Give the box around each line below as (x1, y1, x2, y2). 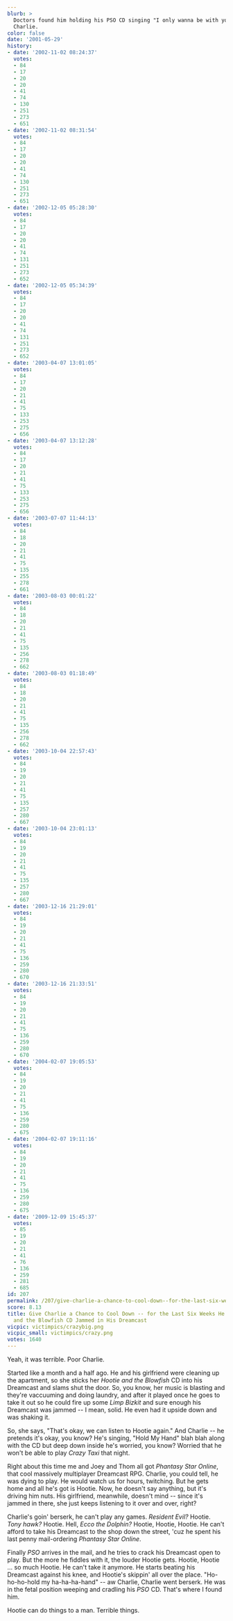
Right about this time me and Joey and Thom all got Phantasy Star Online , (7, 1462, 218, 1470)
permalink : (7, 1297, 39, 1304)
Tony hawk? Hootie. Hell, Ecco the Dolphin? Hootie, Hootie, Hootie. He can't (7, 1520, 225, 1528)
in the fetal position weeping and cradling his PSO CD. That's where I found (7, 1586, 223, 1593)
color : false (7, 29, 45, 37)
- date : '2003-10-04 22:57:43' (7, 747, 98, 755)
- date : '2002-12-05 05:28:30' (7, 205, 98, 211)
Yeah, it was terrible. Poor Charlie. (7, 1355, 105, 1364)
